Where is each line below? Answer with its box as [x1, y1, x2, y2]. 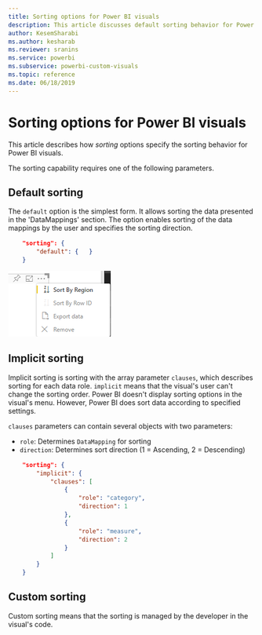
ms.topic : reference [8, 71, 76, 78]
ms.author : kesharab [8, 38, 76, 46]
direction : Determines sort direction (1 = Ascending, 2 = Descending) [19, 444, 246, 454]
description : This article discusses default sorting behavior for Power [8, 20, 255, 29]
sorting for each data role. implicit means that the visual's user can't [8, 381, 233, 390]
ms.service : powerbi [8, 54, 76, 62]
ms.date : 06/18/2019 [8, 78, 76, 86]
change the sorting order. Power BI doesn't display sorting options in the [8, 389, 242, 399]
